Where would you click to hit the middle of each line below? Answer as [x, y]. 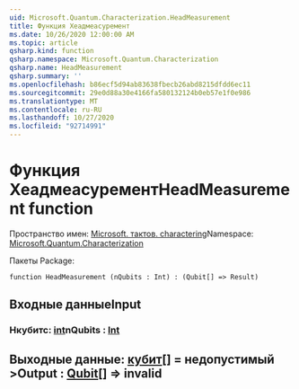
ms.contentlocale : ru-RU [56, 110]
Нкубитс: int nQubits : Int [65, 331]
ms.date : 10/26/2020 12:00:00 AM [72, 34]
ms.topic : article [44, 43]
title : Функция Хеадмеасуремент [70, 26]
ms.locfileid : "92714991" [57, 127]
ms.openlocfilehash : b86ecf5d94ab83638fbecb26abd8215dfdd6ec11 [130, 84]
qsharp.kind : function [52, 51]
